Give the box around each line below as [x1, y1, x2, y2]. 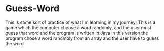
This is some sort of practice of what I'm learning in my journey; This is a [5, 19, 156, 25]
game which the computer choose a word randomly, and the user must [5, 24, 152, 30]
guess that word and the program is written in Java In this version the [5, 30, 148, 36]
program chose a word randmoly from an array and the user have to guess [5, 35, 159, 41]
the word [5, 40, 24, 46]
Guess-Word [5, 3, 60, 14]
